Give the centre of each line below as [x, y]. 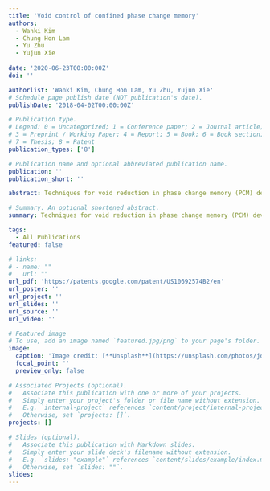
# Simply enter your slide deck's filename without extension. [120, 452]
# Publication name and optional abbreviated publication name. [118, 164]
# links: [23, 259]
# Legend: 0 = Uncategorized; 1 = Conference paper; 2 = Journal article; [136, 127]
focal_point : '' [43, 363]
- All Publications [48, 237]
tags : [17, 230]
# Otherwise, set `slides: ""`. [66, 467]
